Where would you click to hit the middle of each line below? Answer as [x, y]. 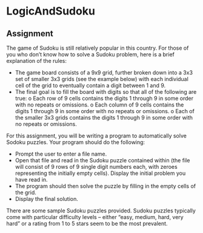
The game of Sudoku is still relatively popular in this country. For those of [98, 48]
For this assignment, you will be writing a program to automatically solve [96, 136]
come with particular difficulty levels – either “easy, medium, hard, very [95, 217]
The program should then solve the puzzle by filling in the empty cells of [105, 186]
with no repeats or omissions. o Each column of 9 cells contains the [99, 105]
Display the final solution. [47, 199]
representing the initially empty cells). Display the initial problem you [100, 173]
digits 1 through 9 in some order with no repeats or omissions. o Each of [105, 111]
